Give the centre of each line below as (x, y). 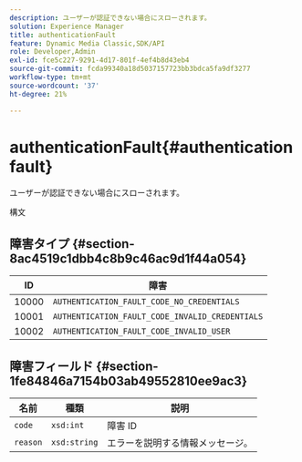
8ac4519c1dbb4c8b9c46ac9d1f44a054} (128, 258)
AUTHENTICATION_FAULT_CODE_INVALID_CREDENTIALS (158, 317)
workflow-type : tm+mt (51, 77)
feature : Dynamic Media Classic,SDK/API (88, 43)
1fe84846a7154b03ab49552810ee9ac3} (129, 380)
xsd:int (68, 426)
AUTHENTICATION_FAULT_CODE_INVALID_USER (141, 332)
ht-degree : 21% (38, 94)
